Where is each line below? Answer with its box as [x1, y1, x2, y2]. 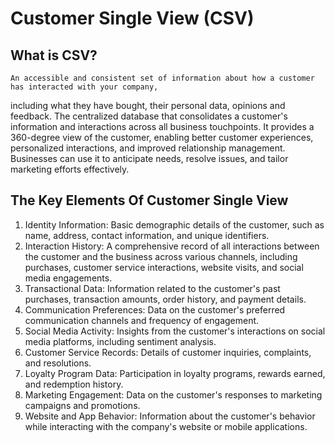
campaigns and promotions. [24, 399, 141, 411]
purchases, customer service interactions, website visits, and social [24, 261, 304, 273]
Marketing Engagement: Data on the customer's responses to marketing [24, 388, 323, 401]
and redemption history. [24, 378, 124, 390]
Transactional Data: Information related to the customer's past [24, 282, 281, 294]
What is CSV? [10, 47, 98, 64]
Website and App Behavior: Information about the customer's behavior [24, 410, 316, 422]
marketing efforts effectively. [10, 163, 130, 175]
